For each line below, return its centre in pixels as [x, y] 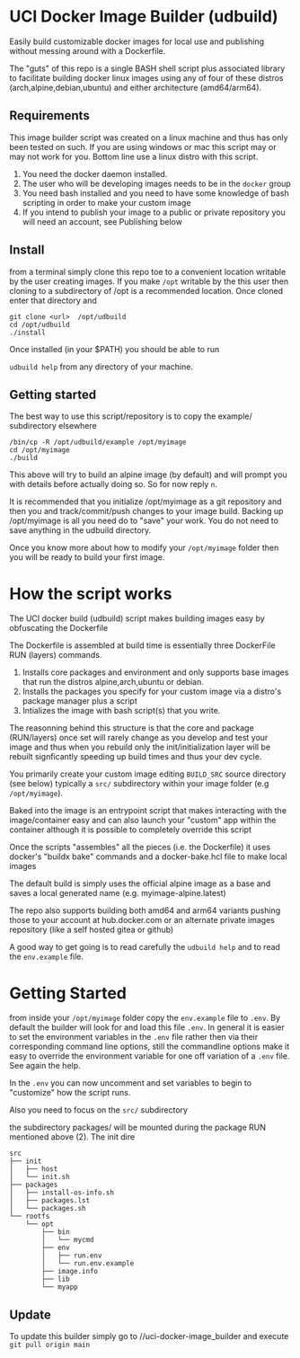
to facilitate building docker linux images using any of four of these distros [146, 77]
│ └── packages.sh [48, 1209]
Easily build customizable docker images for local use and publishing [137, 41]
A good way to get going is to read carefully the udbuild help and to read [145, 947]
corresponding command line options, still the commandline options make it [150, 1047]
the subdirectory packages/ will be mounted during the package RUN [138, 1127]
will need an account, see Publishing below [102, 221]
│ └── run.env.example [88, 1264]
